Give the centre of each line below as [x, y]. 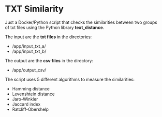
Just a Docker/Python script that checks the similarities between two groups [81, 22]
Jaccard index [26, 104]
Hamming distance [31, 88]
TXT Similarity [34, 9]
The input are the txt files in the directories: [48, 37]
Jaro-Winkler [25, 99]
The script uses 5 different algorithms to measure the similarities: [70, 79]
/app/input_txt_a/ [29, 46]
